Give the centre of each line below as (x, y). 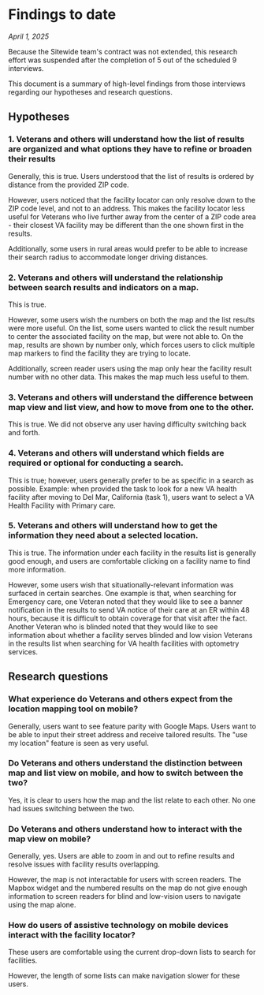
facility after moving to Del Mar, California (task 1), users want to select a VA (131, 497)
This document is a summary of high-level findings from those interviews (127, 84)
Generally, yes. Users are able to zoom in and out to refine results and (121, 856)
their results (32, 159)
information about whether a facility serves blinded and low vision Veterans (130, 635)
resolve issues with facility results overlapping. (84, 864)
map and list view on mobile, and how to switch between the (126, 773)
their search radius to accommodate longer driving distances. (108, 257)
